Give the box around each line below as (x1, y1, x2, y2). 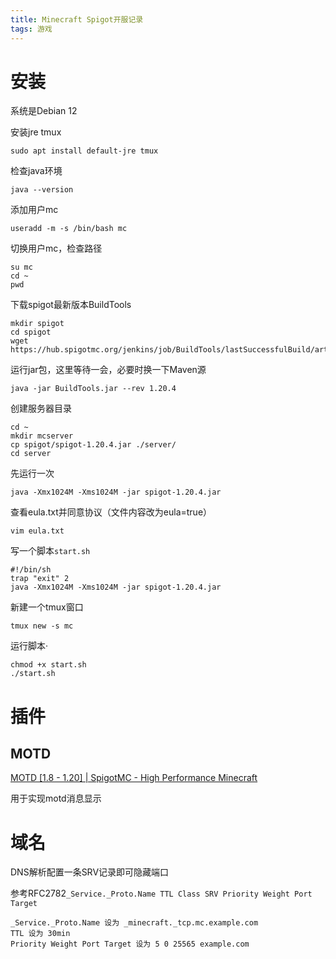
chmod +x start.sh (10, 660, 87, 670)
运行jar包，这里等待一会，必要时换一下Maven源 (10, 364, 207, 376)
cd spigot (10, 327, 52, 338)
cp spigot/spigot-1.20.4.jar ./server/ (10, 440, 177, 450)
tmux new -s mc (10, 621, 74, 631)
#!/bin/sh (10, 565, 52, 575)
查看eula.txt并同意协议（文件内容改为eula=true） (10, 506, 213, 518)
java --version (10, 185, 74, 195)
